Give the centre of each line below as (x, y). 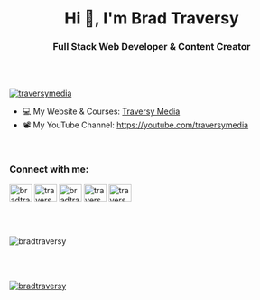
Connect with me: (49, 169)
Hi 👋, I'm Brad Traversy (152, 19)
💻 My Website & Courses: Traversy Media (101, 111)
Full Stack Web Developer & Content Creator (152, 47)
